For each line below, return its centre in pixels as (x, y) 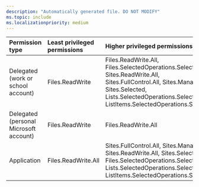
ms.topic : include (29, 17)
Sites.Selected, (126, 89)
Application (25, 160)
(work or (21, 79)
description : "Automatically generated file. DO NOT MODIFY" (83, 12)
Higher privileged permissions (149, 46)
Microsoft (23, 129)
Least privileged (71, 43)
